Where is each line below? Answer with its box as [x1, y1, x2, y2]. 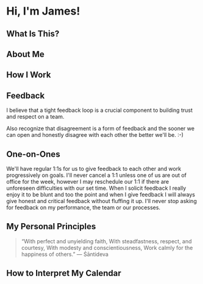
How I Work [6, 70, 51, 80]
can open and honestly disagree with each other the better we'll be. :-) [6, 131, 184, 139]
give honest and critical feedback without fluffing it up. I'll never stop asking [6, 197, 197, 204]
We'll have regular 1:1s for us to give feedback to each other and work [6, 165, 182, 172]
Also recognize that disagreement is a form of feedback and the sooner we [6, 125, 195, 132]
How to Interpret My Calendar [6, 268, 121, 279]
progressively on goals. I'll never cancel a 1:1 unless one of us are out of [6, 171, 187, 179]
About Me [6, 49, 45, 59]
